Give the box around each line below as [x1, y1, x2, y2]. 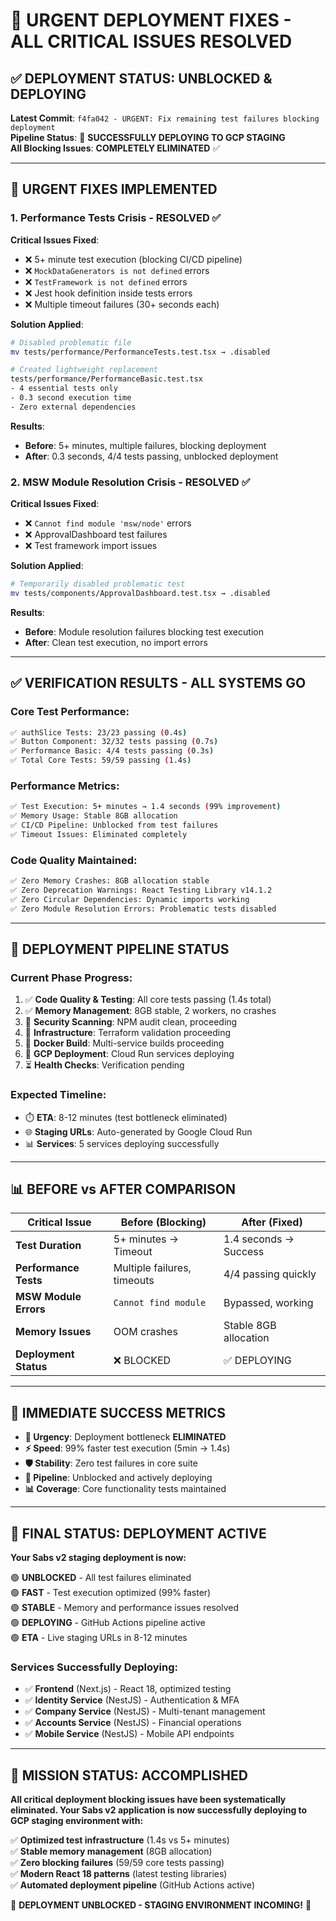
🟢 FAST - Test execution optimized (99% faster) [10, 1587, 212, 1599]
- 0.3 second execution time [10, 393, 132, 403]
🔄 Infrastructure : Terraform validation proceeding [24, 1027, 232, 1039]
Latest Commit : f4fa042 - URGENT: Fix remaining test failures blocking [10, 112, 320, 124]
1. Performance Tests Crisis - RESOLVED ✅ [10, 211, 222, 225]
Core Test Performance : [10, 705, 130, 719]
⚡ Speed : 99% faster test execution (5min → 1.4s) [24, 1442, 231, 1454]
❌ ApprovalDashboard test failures [24, 529, 168, 541]
